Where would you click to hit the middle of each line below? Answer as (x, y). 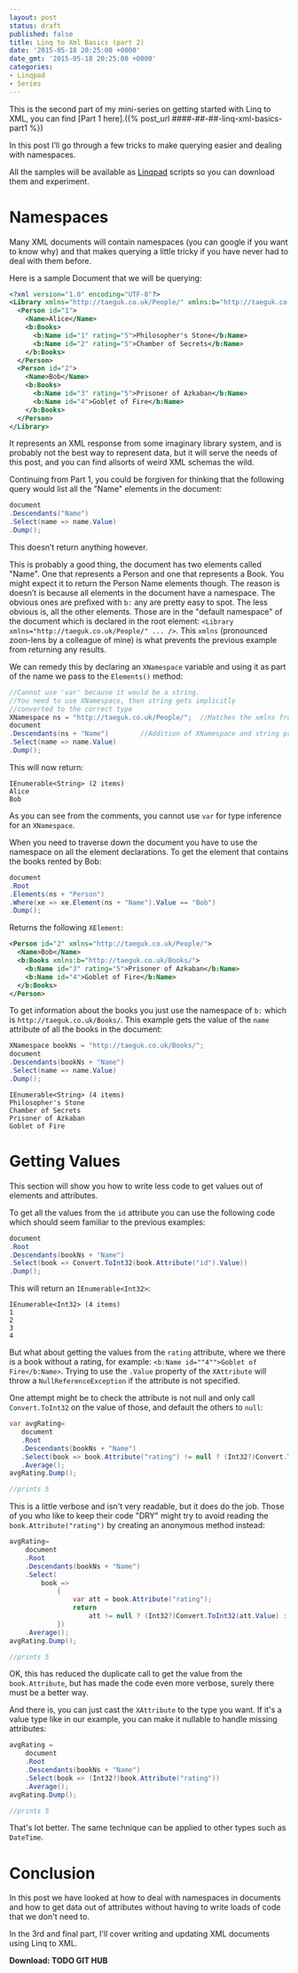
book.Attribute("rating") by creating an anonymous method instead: (137, 1526)
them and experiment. (50, 181)
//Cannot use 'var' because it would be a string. (105, 692)
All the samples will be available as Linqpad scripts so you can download (142, 172)
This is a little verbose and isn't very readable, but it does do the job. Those (147, 1506)
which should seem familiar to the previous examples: (107, 1222)
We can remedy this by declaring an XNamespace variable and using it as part (148, 666)
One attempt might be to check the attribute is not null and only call (132, 1398)
